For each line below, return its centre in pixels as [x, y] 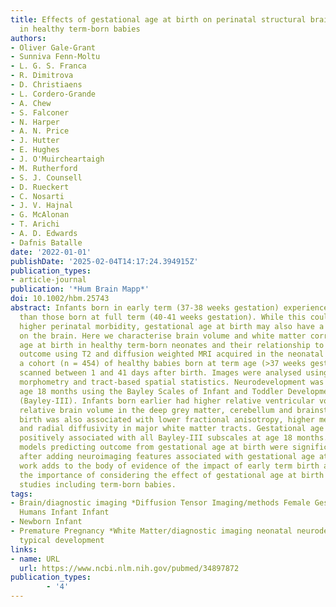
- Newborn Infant [46, 522]
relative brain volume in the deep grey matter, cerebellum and [156, 410]
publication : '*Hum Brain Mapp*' [80, 289]
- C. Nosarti [37, 196]
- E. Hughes [35, 150]
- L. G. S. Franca [48, 66]
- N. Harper [35, 122]
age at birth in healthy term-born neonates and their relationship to [172, 345]
